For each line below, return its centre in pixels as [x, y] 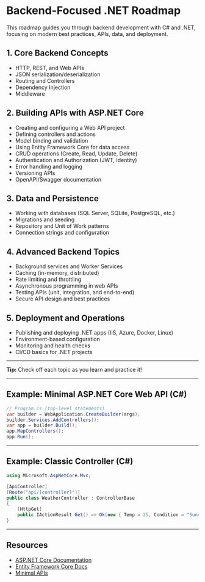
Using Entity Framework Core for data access [72, 147]
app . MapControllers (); [35, 431]
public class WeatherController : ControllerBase [71, 498]
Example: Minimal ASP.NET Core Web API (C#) [97, 395]
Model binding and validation [52, 140]
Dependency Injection [43, 87]
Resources [27, 545]
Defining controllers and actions [55, 134]
